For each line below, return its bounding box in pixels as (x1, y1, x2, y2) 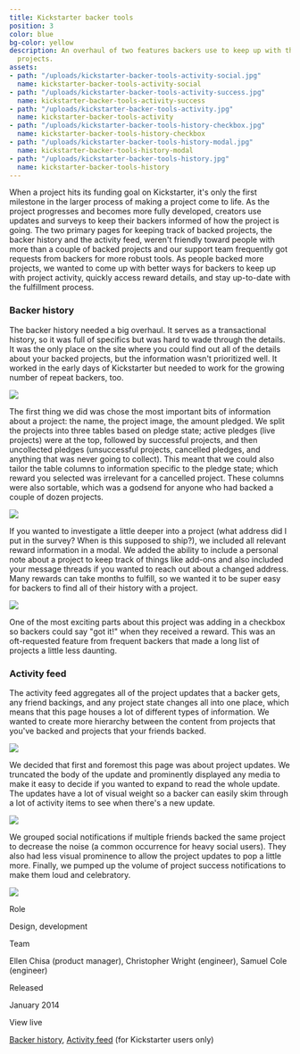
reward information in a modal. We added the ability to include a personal (9, 544, 279, 555)
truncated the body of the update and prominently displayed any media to (9, 769, 281, 780)
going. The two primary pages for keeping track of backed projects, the (9, 225, 273, 236)
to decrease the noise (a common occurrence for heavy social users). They (9, 841, 287, 851)
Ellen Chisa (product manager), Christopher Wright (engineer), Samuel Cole (9, 955, 287, 966)
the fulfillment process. (9, 282, 95, 293)
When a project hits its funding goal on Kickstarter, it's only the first (9, 187, 257, 197)
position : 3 (9, 21, 54, 30)
